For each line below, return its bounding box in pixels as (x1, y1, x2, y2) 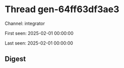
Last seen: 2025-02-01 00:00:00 (5, 40, 73, 46)
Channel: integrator (5, 20, 45, 26)
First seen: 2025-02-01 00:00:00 (5, 30, 74, 36)
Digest (5, 55, 26, 63)
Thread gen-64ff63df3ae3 (5, 4, 119, 15)
